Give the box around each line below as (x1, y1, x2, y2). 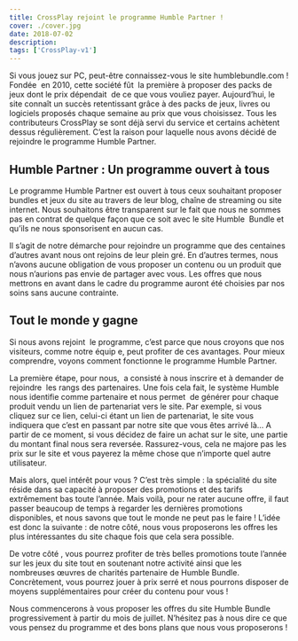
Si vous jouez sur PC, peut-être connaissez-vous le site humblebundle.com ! (9, 70, 289, 81)
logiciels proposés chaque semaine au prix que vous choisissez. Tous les (9, 108, 278, 119)
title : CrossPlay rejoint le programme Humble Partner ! (9, 12, 224, 22)
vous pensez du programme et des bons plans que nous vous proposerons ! (9, 621, 288, 632)
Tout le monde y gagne (9, 313, 138, 328)
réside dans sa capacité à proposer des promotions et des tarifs (9, 484, 243, 495)
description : (9, 37, 58, 47)
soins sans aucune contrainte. (9, 287, 120, 298)
